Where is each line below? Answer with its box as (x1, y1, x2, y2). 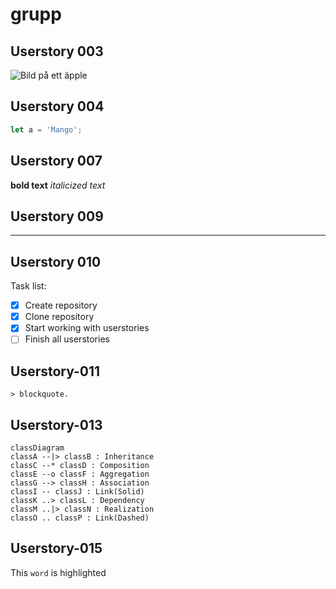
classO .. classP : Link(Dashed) (10, 513, 150, 523)
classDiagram (10, 443, 65, 453)
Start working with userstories (24, 322, 150, 334)
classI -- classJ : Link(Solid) (10, 487, 145, 497)
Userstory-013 (10, 416, 103, 433)
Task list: (10, 280, 47, 292)
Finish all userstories (24, 333, 110, 345)
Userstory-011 (10, 363, 101, 380)
